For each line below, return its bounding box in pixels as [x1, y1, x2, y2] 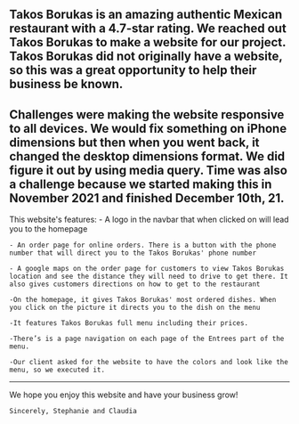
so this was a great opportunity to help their [9, 62, 257, 78]
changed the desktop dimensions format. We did [9, 149, 286, 164]
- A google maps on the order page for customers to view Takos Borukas [9, 265, 285, 273]
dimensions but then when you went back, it [9, 135, 260, 150]
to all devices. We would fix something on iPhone [9, 120, 287, 136]
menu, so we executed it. [9, 365, 105, 375]
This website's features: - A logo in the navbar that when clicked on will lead [9, 214, 289, 225]
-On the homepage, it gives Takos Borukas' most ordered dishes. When [9, 296, 277, 305]
